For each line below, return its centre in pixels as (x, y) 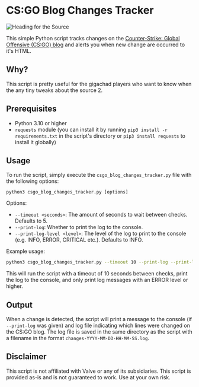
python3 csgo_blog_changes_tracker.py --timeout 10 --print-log (87, 262)
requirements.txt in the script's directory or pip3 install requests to (100, 136)
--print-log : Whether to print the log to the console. (79, 227)
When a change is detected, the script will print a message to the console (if (99, 319)
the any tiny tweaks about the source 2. (54, 90)
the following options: (33, 181)
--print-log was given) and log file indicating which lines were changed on (98, 326)
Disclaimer (26, 357)
